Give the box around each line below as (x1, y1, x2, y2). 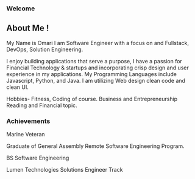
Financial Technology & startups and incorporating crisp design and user (6, 64, 189, 71)
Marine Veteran (6, 131, 45, 138)
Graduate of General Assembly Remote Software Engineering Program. (6, 142, 185, 150)
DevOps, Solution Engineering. (6, 46, 83, 53)
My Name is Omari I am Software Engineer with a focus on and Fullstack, (6, 39, 190, 46)
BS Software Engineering (6, 154, 69, 162)
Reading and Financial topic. (6, 102, 77, 109)
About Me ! (6, 23, 49, 33)
